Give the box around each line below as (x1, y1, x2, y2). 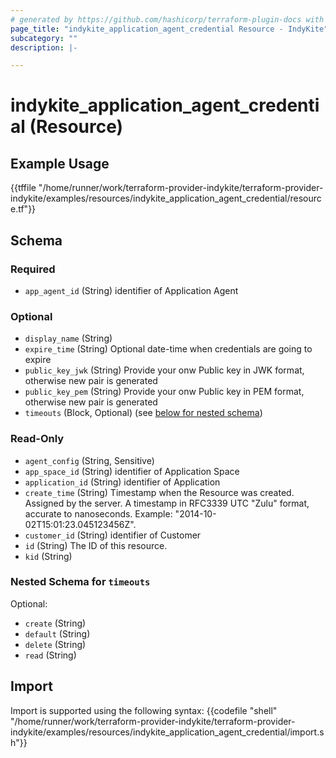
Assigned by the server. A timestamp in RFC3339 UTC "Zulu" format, (24, 497, 310, 509)
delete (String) (24, 638, 87, 650)
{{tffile (10, 182, 37, 194)
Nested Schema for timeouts (10, 575, 151, 589)
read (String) (24, 649, 77, 661)
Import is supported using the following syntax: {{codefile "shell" (10, 704, 278, 716)
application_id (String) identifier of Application (24, 476, 221, 488)
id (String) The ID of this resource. (24, 539, 168, 551)
